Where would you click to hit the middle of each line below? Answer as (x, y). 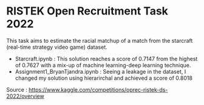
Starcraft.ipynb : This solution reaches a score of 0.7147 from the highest (106, 59)
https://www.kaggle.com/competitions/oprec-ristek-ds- (98, 89)
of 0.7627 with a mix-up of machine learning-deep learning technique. (103, 65)
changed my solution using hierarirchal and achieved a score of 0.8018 (104, 78)
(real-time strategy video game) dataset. (57, 47)
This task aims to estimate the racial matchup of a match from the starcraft (100, 40)
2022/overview (25, 96)
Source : (17, 89)
